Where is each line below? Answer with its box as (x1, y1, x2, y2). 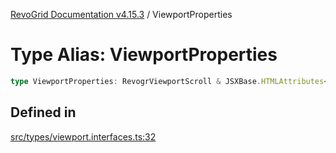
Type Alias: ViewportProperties (10, 44, 278, 66)
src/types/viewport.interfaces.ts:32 (10, 130, 157, 143)
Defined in (10, 104, 77, 121)
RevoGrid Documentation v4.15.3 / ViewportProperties (10, 9, 233, 20)
